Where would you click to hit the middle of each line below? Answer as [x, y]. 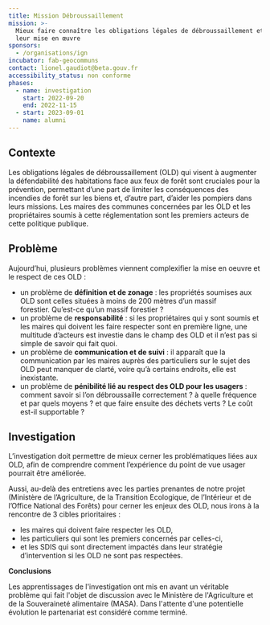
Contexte [32, 153]
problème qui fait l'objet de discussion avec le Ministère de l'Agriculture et [131, 595]
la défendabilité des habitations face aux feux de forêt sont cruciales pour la [134, 181]
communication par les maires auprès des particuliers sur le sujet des [135, 360]
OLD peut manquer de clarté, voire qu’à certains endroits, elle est [128, 369]
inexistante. [39, 378]
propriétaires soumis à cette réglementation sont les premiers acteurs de [129, 214]
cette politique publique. [49, 223]
